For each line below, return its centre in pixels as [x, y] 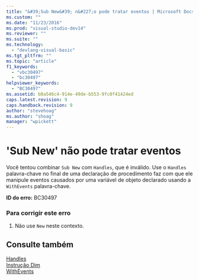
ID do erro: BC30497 [32, 198]
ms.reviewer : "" [26, 34]
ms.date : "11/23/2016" [34, 22]
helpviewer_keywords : [33, 83]
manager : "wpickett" [32, 122]
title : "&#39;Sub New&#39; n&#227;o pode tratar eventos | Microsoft [94, 12]
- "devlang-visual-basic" [44, 50]
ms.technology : [25, 45]
